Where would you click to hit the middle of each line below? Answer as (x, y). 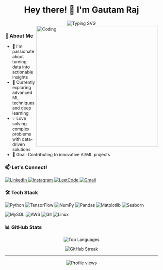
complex (21, 129)
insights (20, 77)
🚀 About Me (19, 36)
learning (20, 113)
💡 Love (19, 119)
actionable (23, 72)
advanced (22, 93)
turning (19, 62)
